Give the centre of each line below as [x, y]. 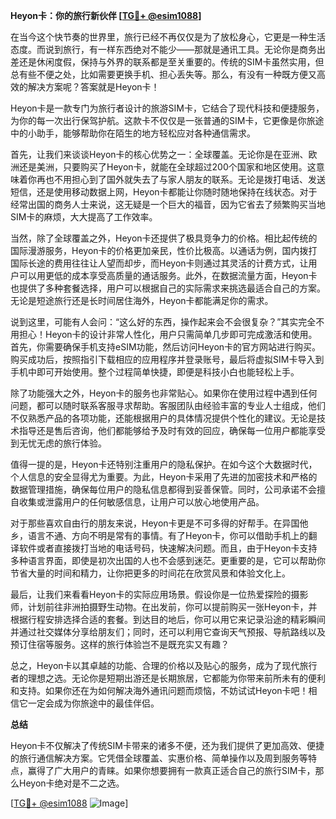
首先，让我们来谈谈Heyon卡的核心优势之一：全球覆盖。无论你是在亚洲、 [159, 154]
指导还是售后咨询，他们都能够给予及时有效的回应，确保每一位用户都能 [163, 430]
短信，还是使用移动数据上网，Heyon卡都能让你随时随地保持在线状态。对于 [164, 192]
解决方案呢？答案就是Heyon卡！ [93, 87]
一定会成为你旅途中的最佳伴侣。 [93, 703]
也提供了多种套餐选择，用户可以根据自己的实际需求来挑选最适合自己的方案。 [168, 288]
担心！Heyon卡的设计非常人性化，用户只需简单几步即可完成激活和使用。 [168, 334]
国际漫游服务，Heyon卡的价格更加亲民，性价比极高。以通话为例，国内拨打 [164, 250]
